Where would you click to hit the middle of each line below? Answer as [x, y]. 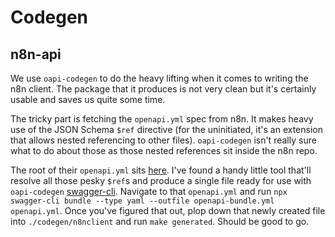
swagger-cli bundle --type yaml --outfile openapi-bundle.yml [142, 201]
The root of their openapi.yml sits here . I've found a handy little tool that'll [161, 170]
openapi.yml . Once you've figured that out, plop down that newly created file [168, 210]
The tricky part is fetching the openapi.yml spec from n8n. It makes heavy [162, 119]
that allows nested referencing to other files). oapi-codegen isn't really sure [163, 140]
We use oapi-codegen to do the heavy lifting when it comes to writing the [159, 78]
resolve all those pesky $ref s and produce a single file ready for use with [161, 180]
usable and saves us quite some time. [88, 99]
